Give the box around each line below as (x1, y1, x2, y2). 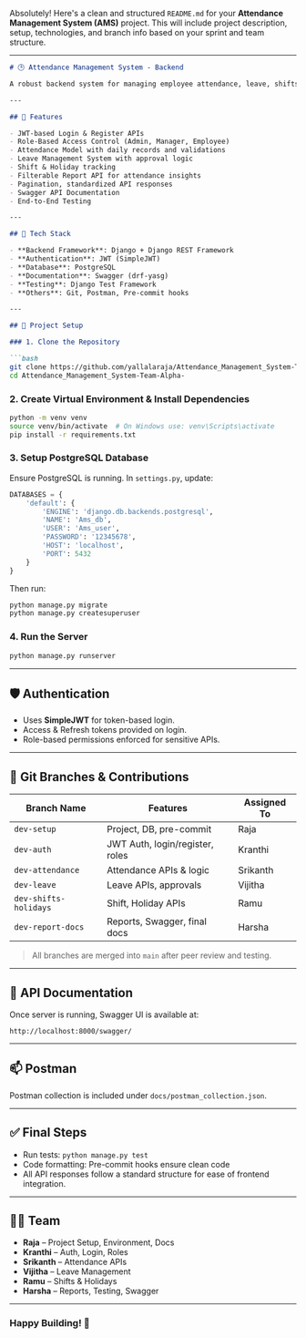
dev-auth (14, 845, 52, 855)
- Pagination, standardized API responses (9, 180, 173, 189)
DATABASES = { (9, 489, 64, 499)
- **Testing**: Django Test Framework (9, 280, 157, 289)
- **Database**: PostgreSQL (9, 262, 117, 272)
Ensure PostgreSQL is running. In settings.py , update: (9, 472, 214, 483)
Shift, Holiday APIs (106, 897, 186, 910)
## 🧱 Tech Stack (9, 230, 71, 239)
